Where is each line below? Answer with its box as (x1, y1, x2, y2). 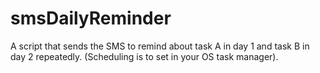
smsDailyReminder (10, 7, 172, 30)
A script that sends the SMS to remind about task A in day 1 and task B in (10, 40, 310, 52)
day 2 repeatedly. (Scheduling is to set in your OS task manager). (10, 50, 279, 62)
